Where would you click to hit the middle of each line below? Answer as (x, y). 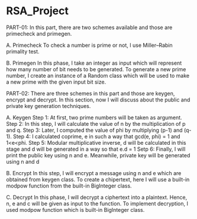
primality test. (23, 51)
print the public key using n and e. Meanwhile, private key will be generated (98, 155)
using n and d (23, 161)
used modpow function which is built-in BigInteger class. (75, 210)
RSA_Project (38, 11)
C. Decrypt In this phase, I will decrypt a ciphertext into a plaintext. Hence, (97, 197)
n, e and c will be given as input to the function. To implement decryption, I (97, 204)
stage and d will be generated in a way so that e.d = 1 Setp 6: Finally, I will (96, 149)
